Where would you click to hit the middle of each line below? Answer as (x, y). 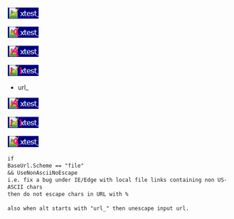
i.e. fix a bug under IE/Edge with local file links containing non (111, 180)
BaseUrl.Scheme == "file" (46, 166)
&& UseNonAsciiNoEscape (43, 173)
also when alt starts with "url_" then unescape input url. (99, 208)
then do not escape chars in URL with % (68, 194)
